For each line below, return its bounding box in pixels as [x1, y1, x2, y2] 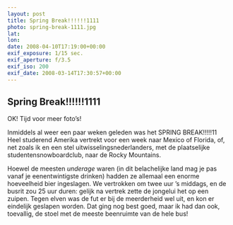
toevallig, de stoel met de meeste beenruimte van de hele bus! [7, 209, 189, 218]
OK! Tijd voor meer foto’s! [7, 115, 82, 123]
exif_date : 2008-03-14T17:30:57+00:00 [7, 69, 121, 76]
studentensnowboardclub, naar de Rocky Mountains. [7, 151, 161, 159]
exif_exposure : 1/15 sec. [7, 50, 83, 57]
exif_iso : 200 [7, 63, 49, 70]
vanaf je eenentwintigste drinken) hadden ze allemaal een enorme [7, 172, 200, 180]
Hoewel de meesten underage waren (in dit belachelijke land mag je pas [7, 164, 217, 173]
